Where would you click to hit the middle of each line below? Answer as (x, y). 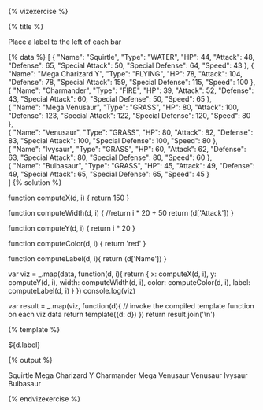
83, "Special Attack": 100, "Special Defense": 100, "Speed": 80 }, (113, 140)
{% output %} (30, 360)
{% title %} (26, 26)
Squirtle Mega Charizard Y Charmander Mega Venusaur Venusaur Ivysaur (128, 375)
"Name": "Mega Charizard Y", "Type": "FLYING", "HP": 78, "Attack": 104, (125, 74)
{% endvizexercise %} (44, 399)
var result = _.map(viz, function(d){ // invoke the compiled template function (131, 306)
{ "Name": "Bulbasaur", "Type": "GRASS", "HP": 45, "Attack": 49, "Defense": (131, 166)
